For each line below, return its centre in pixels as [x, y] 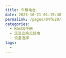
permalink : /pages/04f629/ [33, 19]
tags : [11, 43]
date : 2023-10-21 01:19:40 [33, 15]
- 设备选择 [19, 38]
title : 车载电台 [20, 10]
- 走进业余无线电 [25, 33]
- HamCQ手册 [21, 29]
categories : [17, 24]
